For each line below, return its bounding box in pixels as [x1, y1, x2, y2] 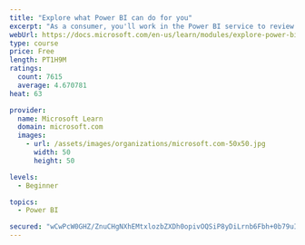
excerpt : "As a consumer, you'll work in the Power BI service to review [9, 22, 295, 31]
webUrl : [9, 30, 39, 39]
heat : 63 [9, 89, 43, 98]
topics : [9, 197, 39, 207]
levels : [9, 172, 39, 181]
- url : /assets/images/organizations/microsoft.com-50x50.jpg [25, 140, 266, 149]
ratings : [9, 64, 43, 73]
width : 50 [33, 148, 71, 157]
